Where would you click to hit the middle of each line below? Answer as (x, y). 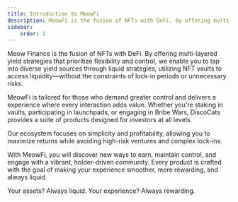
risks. (15, 84)
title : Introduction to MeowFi (53, 14)
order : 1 (33, 34)
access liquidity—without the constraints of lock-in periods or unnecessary (117, 76)
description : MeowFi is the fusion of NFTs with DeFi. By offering (109, 20)
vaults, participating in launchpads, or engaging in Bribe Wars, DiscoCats (114, 112)
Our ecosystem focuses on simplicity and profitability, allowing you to (109, 133)
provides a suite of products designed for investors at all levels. (100, 120)
